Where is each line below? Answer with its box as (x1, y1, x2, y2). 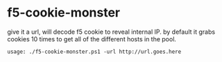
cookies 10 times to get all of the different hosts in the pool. (7, 34, 177, 43)
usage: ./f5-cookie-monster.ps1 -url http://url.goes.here (7, 48, 182, 55)
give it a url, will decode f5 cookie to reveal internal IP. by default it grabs (7, 28, 216, 36)
